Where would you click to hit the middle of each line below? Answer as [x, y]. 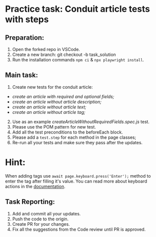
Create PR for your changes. [41, 224]
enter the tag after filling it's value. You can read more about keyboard [76, 181]
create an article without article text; [49, 107]
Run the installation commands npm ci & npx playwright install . [78, 60]
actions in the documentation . [35, 186]
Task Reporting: [30, 202]
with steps [27, 19]
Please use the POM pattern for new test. [54, 127]
